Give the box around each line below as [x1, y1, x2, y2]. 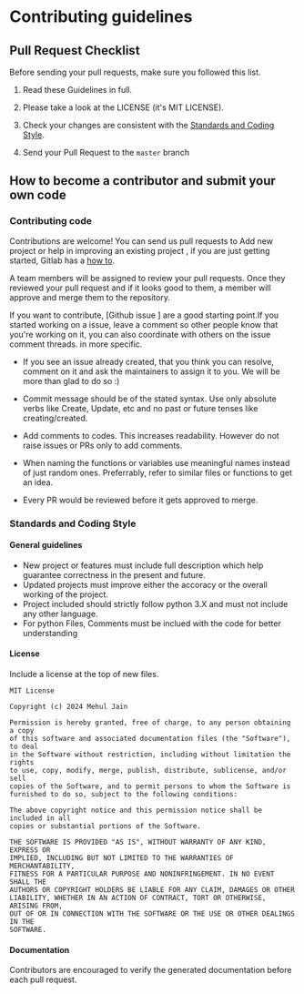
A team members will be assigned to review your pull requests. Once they [9, 272, 286, 283]
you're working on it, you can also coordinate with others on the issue [9, 329, 271, 340]
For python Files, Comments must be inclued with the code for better [22, 617, 282, 629]
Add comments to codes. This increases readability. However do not [22, 430, 279, 441]
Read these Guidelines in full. [22, 85, 133, 95]
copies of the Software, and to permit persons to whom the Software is [9, 782, 291, 791]
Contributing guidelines [9, 6, 193, 27]
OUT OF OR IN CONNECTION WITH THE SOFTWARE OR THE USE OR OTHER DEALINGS [9, 909, 296, 918]
